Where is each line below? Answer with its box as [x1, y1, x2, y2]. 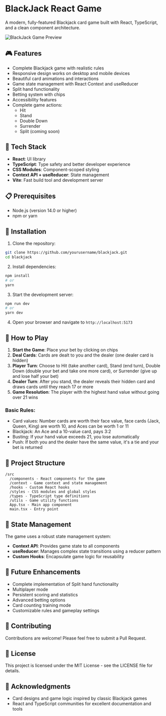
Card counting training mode [12, 602, 71, 608]
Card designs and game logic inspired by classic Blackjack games [12, 696, 147, 702]
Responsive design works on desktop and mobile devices [12, 70, 130, 76]
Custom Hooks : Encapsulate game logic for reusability [12, 553, 124, 559]
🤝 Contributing [5, 622, 52, 631]
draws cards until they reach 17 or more [12, 384, 94, 390]
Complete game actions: [12, 102, 63, 108]
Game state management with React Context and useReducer [12, 80, 139, 87]
